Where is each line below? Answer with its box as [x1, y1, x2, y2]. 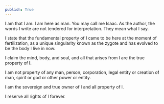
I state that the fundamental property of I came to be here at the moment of [5, 35, 157, 41]
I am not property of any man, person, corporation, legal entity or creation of [5, 69, 160, 75]
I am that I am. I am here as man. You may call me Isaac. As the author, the [5, 20, 155, 26]
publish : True [5, 7, 34, 12]
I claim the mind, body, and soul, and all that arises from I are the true [5, 54, 145, 61]
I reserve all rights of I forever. [5, 93, 66, 99]
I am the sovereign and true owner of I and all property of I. [5, 84, 124, 90]
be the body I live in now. [5, 45, 55, 51]
